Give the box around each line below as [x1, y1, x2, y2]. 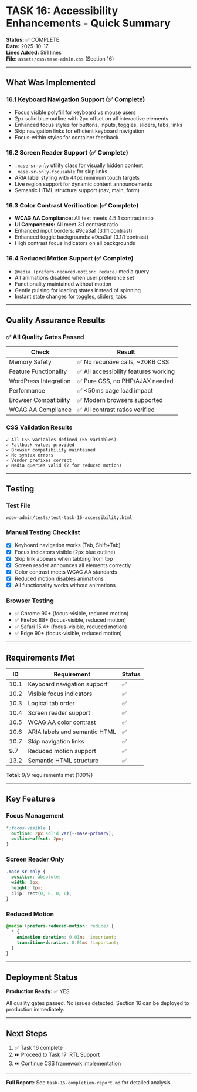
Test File [6, 501, 31, 510]
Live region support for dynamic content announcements [14, 180, 152, 187]
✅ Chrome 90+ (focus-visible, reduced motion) [14, 610, 129, 617]
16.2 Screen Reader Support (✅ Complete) [6, 148, 128, 156]
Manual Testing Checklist [6, 528, 80, 537]
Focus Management [6, 812, 64, 820]
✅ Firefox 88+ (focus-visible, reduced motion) [14, 617, 127, 624]
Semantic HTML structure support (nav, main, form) [14, 186, 140, 193]
